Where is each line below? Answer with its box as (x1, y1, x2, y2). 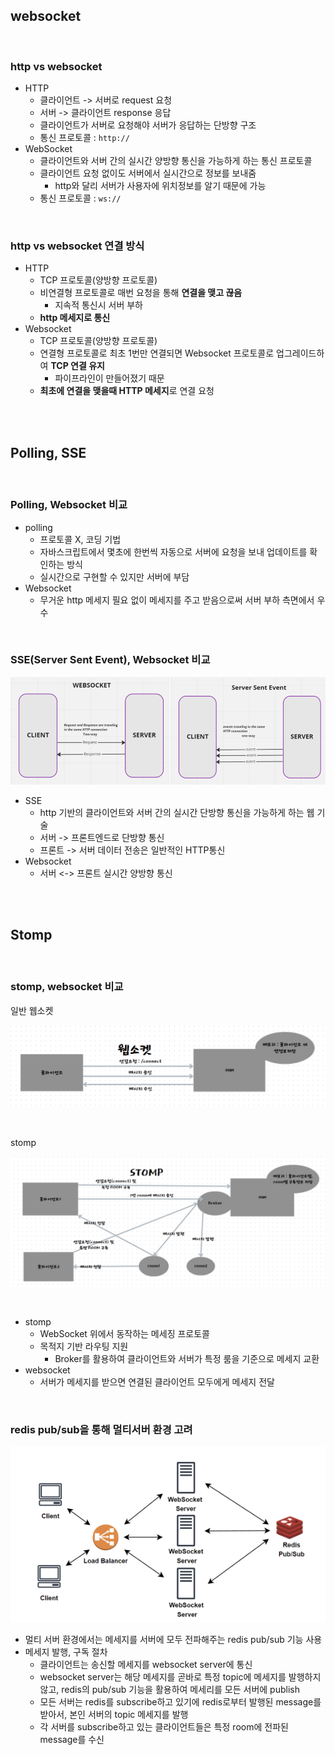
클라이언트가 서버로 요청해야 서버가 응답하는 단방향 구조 (39, 119, 257, 131)
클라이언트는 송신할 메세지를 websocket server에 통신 (39, 1659, 253, 1671)
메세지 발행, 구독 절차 (24, 1646, 108, 1658)
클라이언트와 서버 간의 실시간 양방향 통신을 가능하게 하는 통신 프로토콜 (39, 155, 313, 167)
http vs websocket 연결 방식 (10, 239, 145, 253)
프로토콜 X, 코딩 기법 (39, 533, 122, 545)
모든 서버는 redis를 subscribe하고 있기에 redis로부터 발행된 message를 (39, 1696, 322, 1708)
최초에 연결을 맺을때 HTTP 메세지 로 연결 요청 (39, 385, 215, 397)
